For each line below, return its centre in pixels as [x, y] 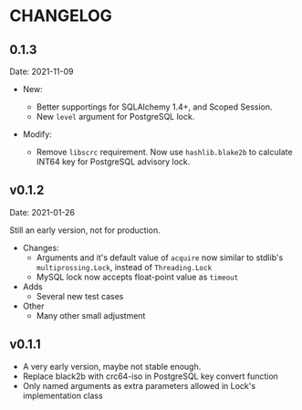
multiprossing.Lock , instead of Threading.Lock [124, 267]
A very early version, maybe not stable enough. [112, 366]
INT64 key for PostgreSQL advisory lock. [113, 162]
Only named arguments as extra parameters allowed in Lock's [139, 385]
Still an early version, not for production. [85, 230]
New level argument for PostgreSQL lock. [115, 116]
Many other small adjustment [91, 315]
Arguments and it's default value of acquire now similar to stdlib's [160, 258]
